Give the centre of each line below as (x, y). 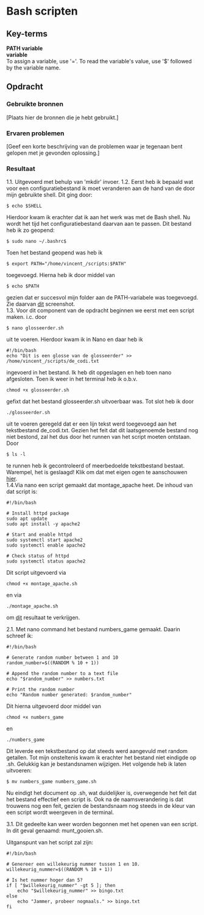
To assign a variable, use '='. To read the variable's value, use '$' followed (99, 61)
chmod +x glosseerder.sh (38, 390)
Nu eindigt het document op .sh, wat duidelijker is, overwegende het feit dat (101, 793)
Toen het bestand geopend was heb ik (55, 253)
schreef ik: (20, 636)
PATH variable (25, 48)
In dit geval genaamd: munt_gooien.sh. (55, 831)
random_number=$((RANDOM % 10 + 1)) (53, 663)
